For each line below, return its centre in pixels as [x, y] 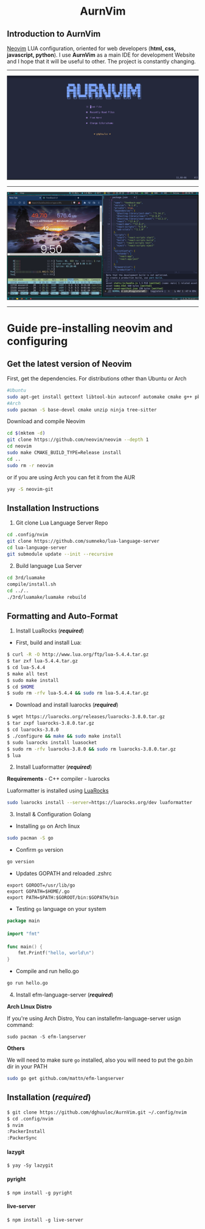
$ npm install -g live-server [45, 1220]
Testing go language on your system [61, 909]
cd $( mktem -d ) [26, 433]
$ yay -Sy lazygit [30, 1166]
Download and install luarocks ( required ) [67, 705]
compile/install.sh [32, 584]
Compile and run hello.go [47, 971]
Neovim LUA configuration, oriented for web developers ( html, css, [91, 48]
